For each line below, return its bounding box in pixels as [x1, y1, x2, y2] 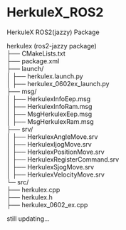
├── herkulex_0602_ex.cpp [6, 200, 88, 209]
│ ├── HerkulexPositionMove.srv [6, 147, 105, 156]
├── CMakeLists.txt [6, 49, 65, 58]
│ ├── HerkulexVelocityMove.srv [6, 170, 105, 179]
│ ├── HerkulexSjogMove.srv [6, 162, 94, 171]
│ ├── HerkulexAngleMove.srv [6, 132, 98, 141]
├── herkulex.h [6, 193, 53, 202]
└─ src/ [6, 177, 29, 186]
